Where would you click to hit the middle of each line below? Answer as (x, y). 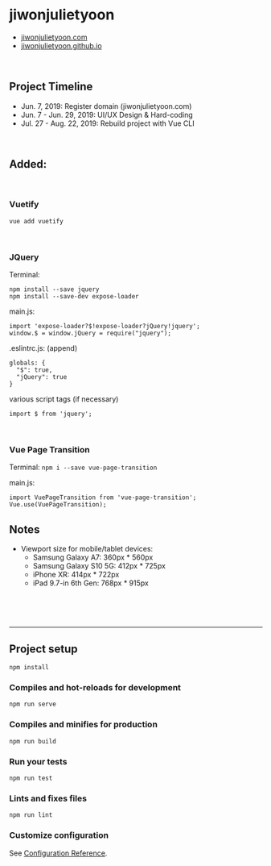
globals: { (27, 363)
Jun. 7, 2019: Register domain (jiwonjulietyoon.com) (106, 106)
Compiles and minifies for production (83, 725)
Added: (28, 164)
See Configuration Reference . (58, 853)
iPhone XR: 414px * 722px (76, 575)
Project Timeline (51, 87)
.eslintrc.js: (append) (43, 348)
